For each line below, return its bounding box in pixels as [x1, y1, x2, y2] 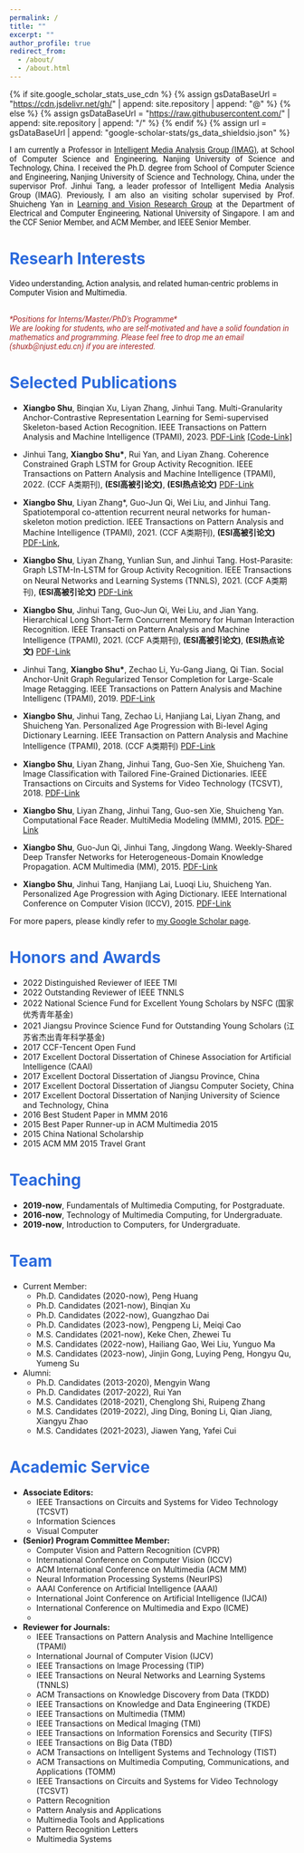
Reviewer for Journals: [22, 1621, 110, 1632]
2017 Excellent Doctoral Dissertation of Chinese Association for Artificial [22, 1051, 291, 1062]
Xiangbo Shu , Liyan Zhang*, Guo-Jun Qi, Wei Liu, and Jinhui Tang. [22, 497, 271, 507]
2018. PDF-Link [22, 787, 81, 798]
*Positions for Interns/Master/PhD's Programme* [9, 314, 178, 324]
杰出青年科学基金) [38, 1031, 106, 1042]
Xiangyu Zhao [35, 1415, 89, 1426]
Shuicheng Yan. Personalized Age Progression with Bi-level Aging [22, 719, 269, 730]
